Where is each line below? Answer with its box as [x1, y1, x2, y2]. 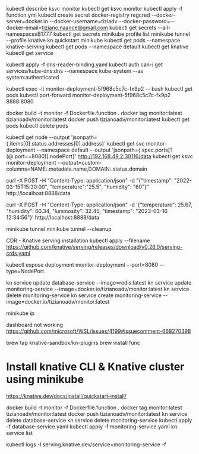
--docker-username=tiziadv [49, 18, 118, 24]
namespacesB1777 [6, 30, 52, 38]
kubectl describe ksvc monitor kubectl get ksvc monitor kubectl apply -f [6, 5, 183, 12]
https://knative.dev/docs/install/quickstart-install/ [6, 392, 127, 399]
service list [6, 429, 33, 436]
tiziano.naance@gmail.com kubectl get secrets [41, 24, 157, 31]
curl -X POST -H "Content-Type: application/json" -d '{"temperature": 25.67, [6, 201, 192, 208]
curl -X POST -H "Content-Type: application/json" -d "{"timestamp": [6, 177, 173, 184]
